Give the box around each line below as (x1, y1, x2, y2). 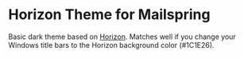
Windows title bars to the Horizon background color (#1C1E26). (8, 40, 215, 49)
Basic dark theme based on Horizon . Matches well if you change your (8, 32, 236, 41)
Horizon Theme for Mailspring (8, 6, 211, 24)
